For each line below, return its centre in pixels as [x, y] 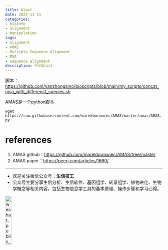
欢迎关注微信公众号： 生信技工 [43, 176]
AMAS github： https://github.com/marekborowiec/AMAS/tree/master [84, 155]
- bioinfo [15, 24]
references [28, 140]
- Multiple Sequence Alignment [38, 52]
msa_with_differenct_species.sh [38, 92]
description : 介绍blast [29, 66]
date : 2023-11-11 [23, 15]
